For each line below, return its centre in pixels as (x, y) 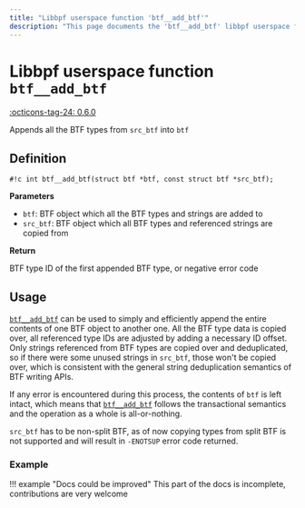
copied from (45, 234)
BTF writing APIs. (42, 377)
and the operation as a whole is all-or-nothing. (96, 413)
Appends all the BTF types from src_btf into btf (99, 130)
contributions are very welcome (69, 494)
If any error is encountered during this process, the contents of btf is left (146, 394)
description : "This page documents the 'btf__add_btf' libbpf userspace (150, 26)
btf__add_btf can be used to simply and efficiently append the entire (138, 319)
